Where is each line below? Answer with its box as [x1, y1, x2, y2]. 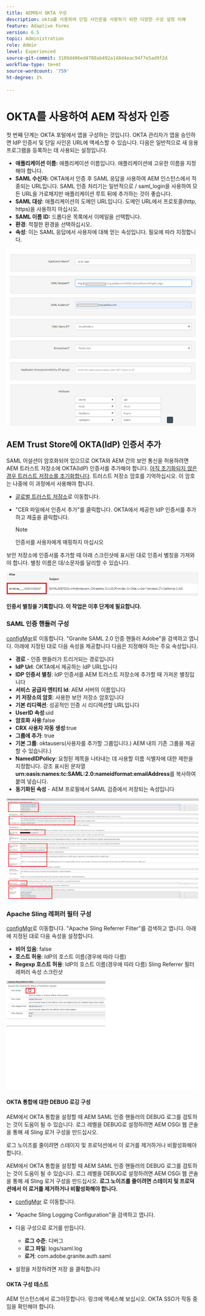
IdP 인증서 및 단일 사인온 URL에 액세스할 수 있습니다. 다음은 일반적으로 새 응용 [12, 139, 199, 146]
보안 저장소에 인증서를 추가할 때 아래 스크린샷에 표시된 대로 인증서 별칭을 [6, 551, 179, 559]
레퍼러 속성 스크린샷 [15, 968, 63, 976]
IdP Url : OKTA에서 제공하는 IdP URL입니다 [15, 663, 118, 670]
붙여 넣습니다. [15, 778, 49, 785]
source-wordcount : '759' [6, 68, 70, 74]
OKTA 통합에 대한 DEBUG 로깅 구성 [6, 1098, 91, 1106]
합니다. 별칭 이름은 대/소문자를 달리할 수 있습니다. [12, 559, 131, 566]
